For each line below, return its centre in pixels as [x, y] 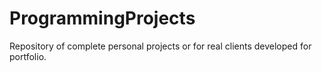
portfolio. [28, 56]
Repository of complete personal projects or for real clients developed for [160, 46]
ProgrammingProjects [102, 18]
